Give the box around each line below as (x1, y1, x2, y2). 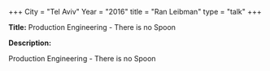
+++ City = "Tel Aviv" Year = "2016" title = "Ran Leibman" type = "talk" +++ (8, 7, 262, 16)
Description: (8, 38, 51, 48)
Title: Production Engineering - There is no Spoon (8, 23, 176, 31)
